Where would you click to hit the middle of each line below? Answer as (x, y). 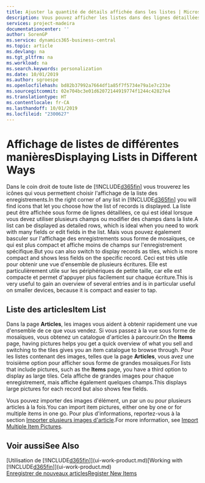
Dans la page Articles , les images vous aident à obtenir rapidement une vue (102, 324)
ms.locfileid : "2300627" (38, 114)
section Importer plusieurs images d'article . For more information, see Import (102, 420)
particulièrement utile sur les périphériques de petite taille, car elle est (94, 271)
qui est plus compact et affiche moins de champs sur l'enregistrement (94, 245)
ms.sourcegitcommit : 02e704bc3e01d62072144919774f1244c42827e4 (88, 91)
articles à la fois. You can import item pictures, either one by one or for (94, 407)
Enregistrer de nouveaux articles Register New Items (72, 473)
